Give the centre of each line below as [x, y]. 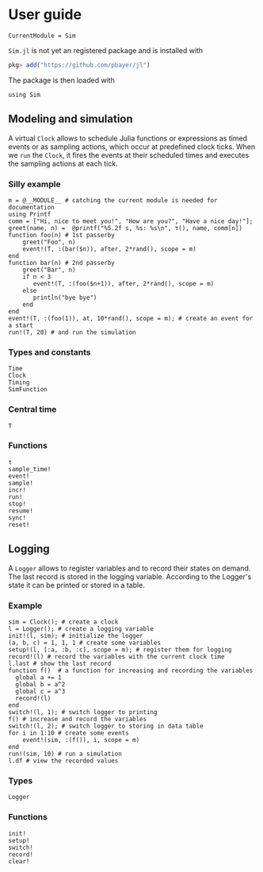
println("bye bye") [65, 298]
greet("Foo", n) [50, 242]
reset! [19, 524]
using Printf [30, 214]
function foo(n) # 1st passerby [61, 235]
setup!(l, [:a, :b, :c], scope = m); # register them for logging [120, 649]
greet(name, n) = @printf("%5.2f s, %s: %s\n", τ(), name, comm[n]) [126, 228]
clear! [19, 861]
